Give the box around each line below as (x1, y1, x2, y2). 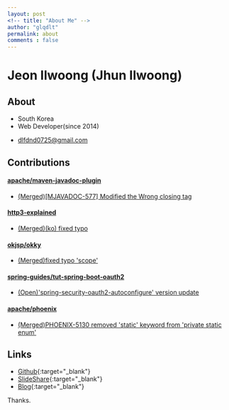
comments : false (7, 37, 59, 44)
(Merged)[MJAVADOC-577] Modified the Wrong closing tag (17, 192, 192, 200)
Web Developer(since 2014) (17, 122, 99, 131)
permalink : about (7, 30, 59, 38)
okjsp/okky (7, 240, 41, 249)
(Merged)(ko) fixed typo (17, 224, 89, 232)
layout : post (7, 10, 46, 18)
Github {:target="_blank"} (17, 367, 91, 376)
